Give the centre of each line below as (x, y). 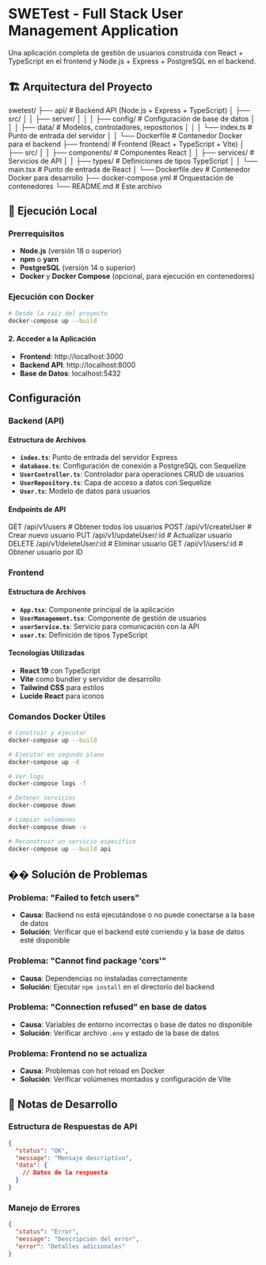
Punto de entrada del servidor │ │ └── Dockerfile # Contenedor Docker (125, 135)
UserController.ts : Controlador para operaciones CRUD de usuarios (132, 474)
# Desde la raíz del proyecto (58, 313)
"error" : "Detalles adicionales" (70, 1246)
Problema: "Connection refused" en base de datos (108, 1007)
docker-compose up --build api (60, 849)
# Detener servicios (42, 798)
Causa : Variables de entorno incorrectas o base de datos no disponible (136, 1024)
